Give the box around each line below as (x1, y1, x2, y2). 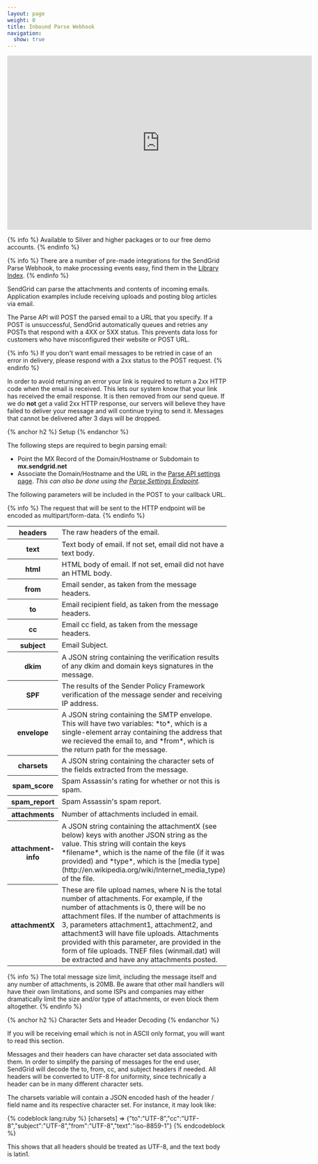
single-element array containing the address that (61, 727, 223, 737)
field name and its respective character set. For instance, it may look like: (7, 1101, 217, 1109)
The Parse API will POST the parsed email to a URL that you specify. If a (7, 313, 214, 321)
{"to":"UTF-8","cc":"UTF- (126, 1114, 200, 1122)
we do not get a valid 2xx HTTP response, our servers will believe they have (7, 399, 226, 408)
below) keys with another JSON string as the (61, 830, 207, 840)
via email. (7, 300, 35, 308)
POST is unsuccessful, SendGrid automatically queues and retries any (7, 321, 208, 329)
